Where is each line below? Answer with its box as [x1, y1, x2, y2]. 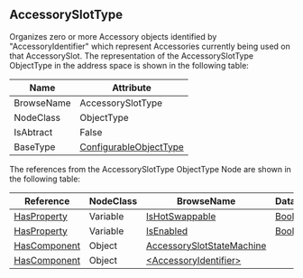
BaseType [14, 140, 56, 153]
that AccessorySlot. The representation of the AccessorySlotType [9, 50, 254, 61]
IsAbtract [14, 125, 53, 138]
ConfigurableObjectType [79, 140, 185, 153]
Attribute [112, 81, 151, 94]
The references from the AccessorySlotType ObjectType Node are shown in [9, 163, 291, 174]
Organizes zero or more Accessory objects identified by [9, 31, 217, 42]
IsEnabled [145, 225, 188, 237]
